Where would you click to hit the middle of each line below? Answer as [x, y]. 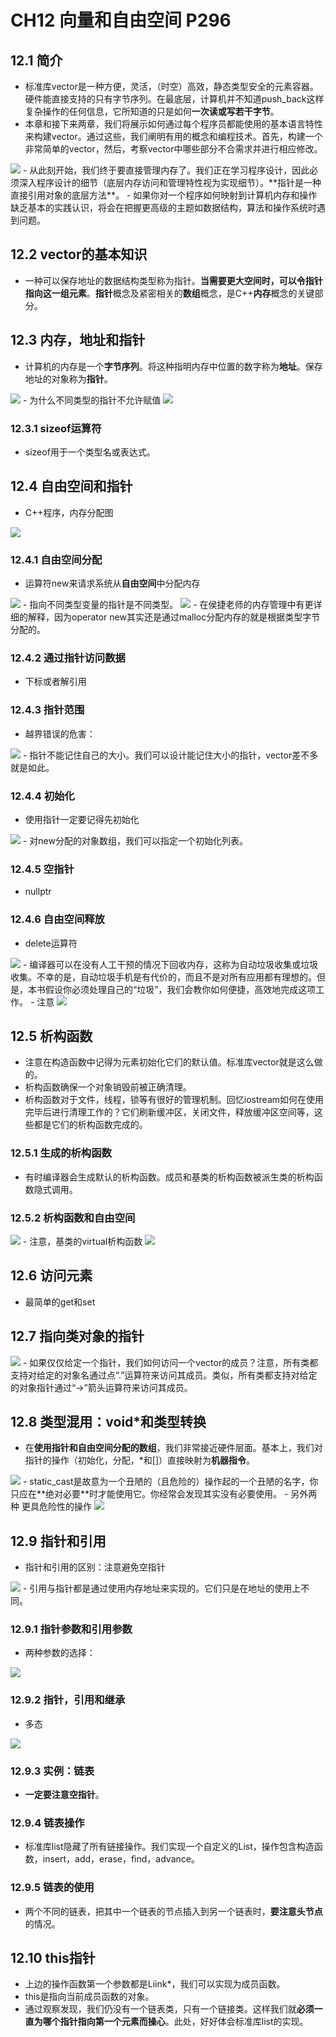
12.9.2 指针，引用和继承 [68, 1700]
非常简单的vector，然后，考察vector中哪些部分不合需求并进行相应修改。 [173, 149]
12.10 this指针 [53, 1958]
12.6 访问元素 [51, 1276]
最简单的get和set [60, 1302]
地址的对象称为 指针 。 [68, 378]
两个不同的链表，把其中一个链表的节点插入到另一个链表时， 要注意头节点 [173, 1911]
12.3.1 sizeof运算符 [56, 428]
